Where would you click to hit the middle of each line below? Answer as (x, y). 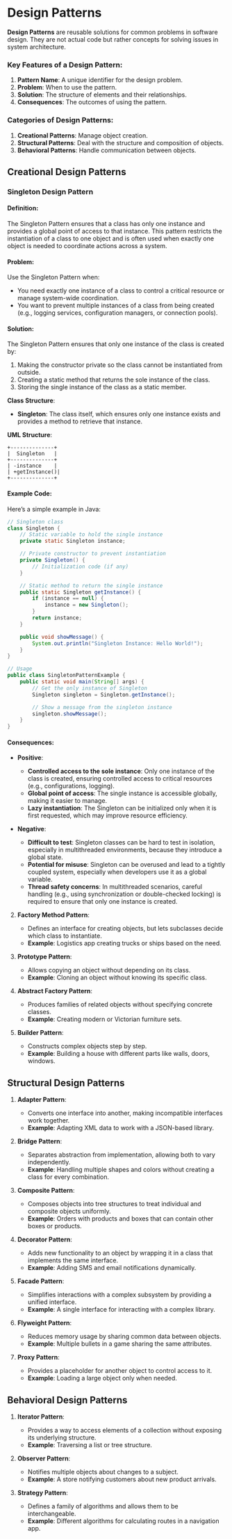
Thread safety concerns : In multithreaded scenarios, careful (115, 887)
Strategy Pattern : (42, 1492)
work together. (49, 1121)
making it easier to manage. (67, 801)
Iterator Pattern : (41, 1417)
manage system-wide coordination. (68, 298)
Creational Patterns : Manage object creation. (82, 135)
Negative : (32, 829)
